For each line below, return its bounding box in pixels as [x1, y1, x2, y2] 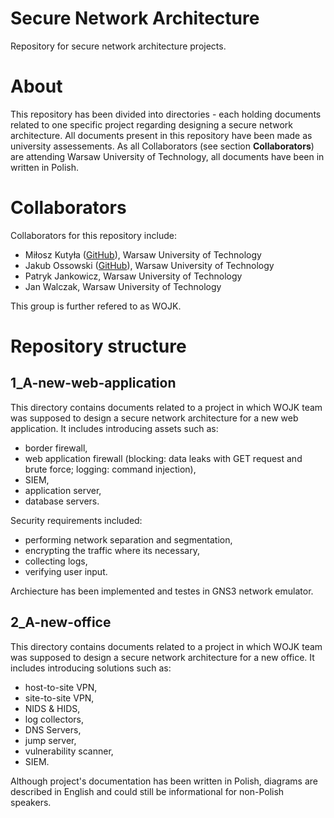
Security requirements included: [10, 514, 143, 526]
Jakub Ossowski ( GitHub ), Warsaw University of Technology [24, 259, 275, 271]
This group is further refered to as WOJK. [10, 300, 182, 312]
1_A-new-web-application [10, 375, 177, 392]
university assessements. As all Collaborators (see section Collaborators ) [10, 140, 315, 152]
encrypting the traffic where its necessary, [24, 544, 200, 556]
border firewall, [24, 442, 88, 454]
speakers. [10, 796, 52, 808]
